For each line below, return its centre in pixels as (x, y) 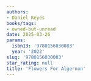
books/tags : (21, 23)
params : (16, 40)
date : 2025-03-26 (28, 35)
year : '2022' (28, 52)
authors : (17, 12)
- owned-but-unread (31, 29)
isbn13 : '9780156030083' (43, 46)
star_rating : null (30, 63)
